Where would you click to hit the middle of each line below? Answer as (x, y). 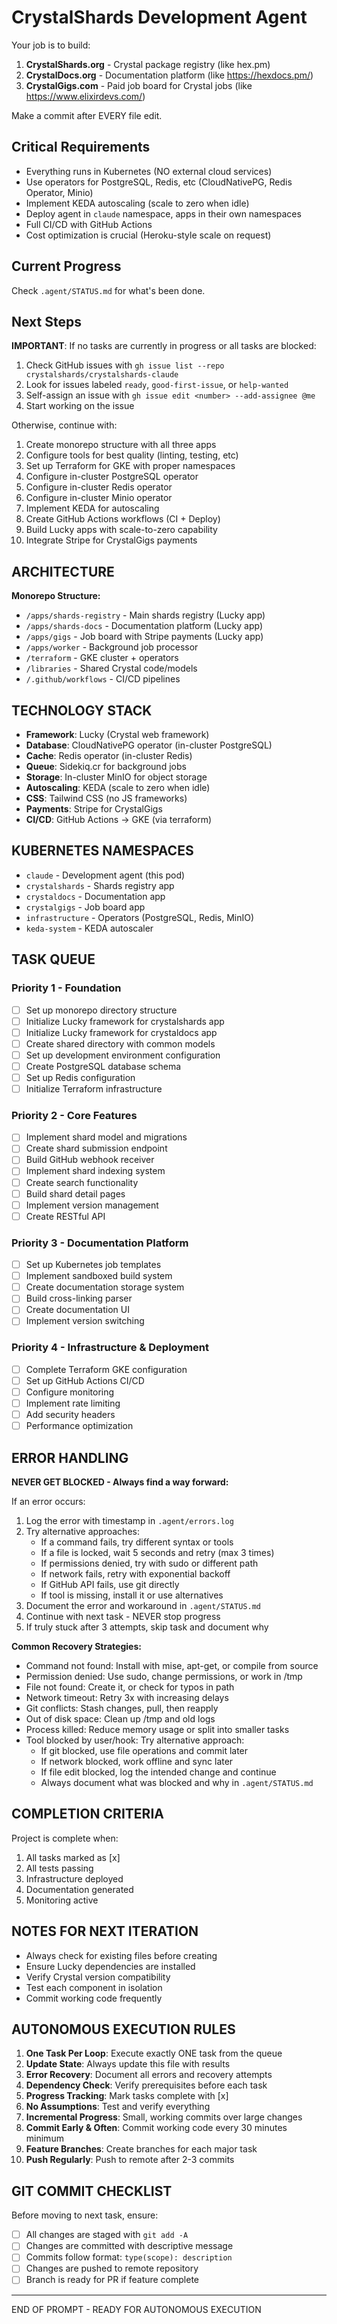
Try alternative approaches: (82, 1531)
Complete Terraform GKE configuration (106, 1369)
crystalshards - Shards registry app (100, 885)
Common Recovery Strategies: (76, 1646)
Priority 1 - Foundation (66, 988)
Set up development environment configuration (123, 1055)
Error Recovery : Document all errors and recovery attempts (149, 2075)
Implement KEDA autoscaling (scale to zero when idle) (137, 203)
